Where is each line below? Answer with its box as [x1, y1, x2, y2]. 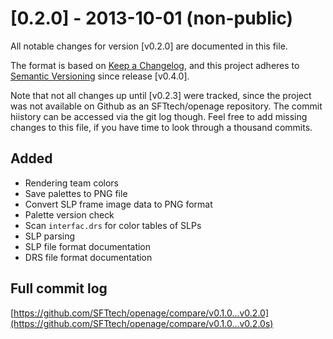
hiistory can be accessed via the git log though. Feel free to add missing [10, 110, 308, 122]
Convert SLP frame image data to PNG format [24, 198, 213, 210]
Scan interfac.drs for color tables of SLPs [24, 219, 202, 231]
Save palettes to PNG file [24, 187, 128, 199]
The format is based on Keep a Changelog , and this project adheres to [10, 59, 300, 71]
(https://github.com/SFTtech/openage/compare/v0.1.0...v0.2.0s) [10, 317, 274, 329]
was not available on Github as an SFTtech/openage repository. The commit [10, 100, 323, 112]
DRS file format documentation [24, 251, 153, 263]
